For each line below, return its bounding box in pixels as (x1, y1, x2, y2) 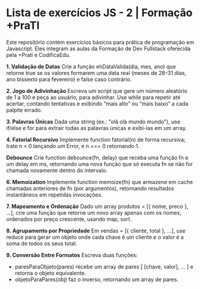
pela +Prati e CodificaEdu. (6, 51, 70, 58)
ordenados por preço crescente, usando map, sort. (6, 215, 132, 222)
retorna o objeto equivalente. (14, 269, 87, 276)
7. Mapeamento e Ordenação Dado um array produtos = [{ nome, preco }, (6, 203, 189, 210)
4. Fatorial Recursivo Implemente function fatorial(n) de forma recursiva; (6, 136, 186, 143)
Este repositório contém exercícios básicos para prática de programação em (6, 38, 195, 46)
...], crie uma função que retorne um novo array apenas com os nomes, (6, 209, 182, 216)
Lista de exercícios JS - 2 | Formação (6, 6, 193, 20)
